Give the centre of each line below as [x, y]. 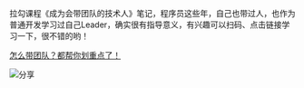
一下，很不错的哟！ [53, 36]
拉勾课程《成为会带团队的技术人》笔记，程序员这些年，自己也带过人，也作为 [152, 13]
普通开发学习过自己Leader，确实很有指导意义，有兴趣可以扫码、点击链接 [146, 24]
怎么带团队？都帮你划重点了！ [65, 55]
